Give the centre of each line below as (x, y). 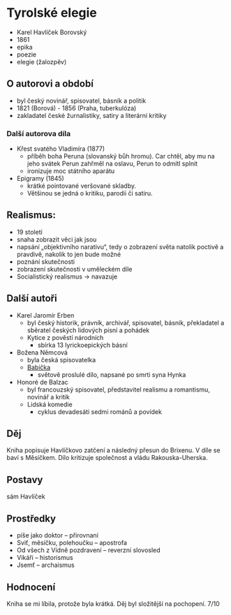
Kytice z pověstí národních (65, 337)
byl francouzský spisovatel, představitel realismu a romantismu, (119, 390)
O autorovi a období (50, 84)
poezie (27, 54)
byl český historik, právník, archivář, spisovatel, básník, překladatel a (126, 323)
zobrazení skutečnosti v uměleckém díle (74, 269)
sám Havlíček (26, 496)
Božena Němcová (42, 352)
